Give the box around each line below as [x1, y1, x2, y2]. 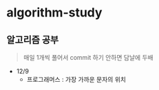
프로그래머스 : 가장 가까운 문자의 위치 [26, 76, 127, 83]
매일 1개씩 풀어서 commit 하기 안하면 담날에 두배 [23, 54, 153, 61]
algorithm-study [6, 5, 103, 21]
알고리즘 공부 [6, 34, 59, 45]
